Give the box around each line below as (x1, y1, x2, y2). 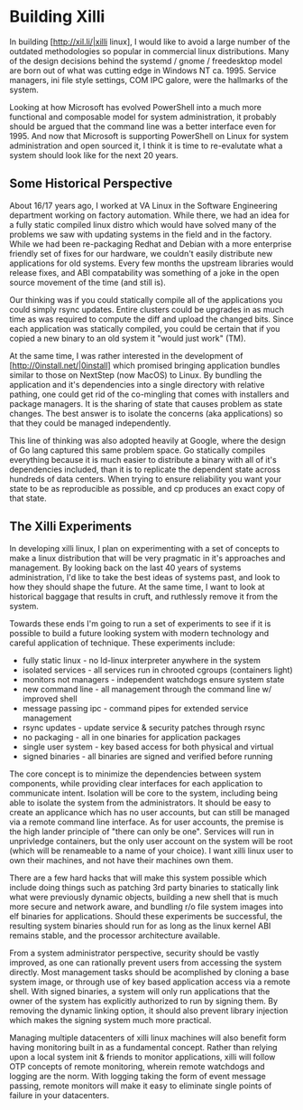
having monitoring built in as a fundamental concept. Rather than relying (9, 1041, 278, 1052)
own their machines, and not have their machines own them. (9, 854, 234, 865)
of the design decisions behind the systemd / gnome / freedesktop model (9, 55, 282, 66)
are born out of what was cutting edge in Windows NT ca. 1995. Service (9, 65, 277, 76)
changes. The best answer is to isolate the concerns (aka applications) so (9, 408, 284, 419)
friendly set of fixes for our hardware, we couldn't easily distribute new (9, 248, 273, 259)
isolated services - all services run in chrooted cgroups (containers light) (22, 664, 293, 675)
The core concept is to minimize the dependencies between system (9, 768, 262, 779)
